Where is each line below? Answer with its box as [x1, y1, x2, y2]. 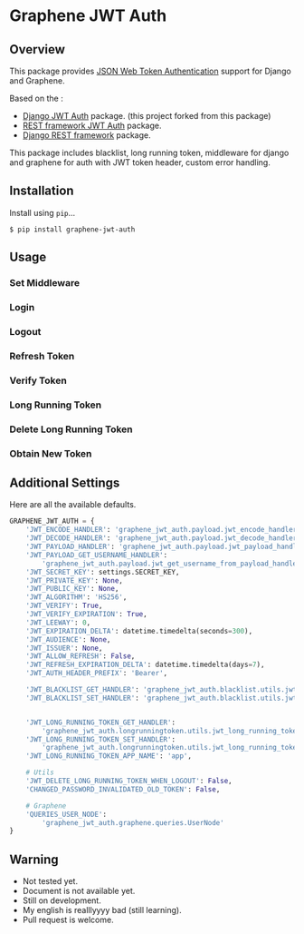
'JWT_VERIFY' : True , [25, 601, 103, 611]
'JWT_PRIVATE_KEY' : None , [25, 575, 124, 585]
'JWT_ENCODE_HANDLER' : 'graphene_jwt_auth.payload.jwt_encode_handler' [25, 526, 301, 535]
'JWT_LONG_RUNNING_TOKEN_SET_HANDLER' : [25, 734, 176, 744]
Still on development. [22, 895, 101, 906]
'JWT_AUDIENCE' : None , [25, 634, 111, 644]
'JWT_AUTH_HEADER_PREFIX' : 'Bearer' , [25, 669, 168, 678]
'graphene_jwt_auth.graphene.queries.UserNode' [42, 818, 224, 827]
